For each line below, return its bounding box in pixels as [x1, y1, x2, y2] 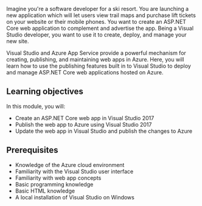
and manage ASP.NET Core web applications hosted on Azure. [6, 69, 164, 76]
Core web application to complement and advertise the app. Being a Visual [6, 24, 193, 32]
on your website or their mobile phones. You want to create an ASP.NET [6, 18, 187, 25]
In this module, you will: [6, 102, 66, 110]
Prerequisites [6, 145, 58, 155]
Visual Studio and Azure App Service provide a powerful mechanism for [6, 49, 187, 57]
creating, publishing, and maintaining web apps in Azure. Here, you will [6, 56, 184, 63]
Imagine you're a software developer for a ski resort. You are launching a [6, 5, 189, 12]
